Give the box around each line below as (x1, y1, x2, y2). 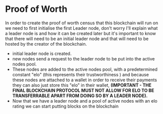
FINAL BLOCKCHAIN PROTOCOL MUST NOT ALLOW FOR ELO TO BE (12, 87, 155, 93)
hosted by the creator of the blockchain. (5, 41, 87, 47)
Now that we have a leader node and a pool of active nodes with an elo (12, 98, 158, 104)
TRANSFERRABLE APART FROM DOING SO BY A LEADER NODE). (12, 93, 148, 99)
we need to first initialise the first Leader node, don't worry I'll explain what (5, 25, 158, 31)
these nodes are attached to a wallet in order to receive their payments (12, 77, 157, 83)
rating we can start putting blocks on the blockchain (12, 103, 119, 109)
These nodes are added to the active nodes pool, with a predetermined (12, 66, 158, 72)
